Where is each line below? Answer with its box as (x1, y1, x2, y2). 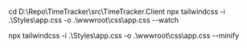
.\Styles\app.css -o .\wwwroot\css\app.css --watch (8, 15, 179, 25)
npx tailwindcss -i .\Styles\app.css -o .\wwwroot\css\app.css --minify (8, 31, 240, 40)
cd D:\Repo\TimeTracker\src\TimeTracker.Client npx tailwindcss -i (8, 7, 225, 16)
